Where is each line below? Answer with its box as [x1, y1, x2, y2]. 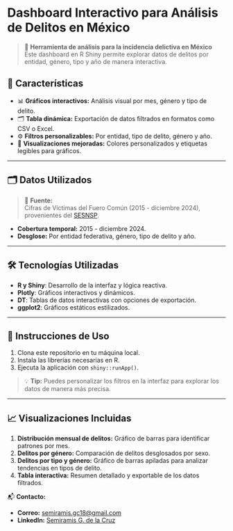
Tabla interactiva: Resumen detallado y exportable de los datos [17, 471, 200, 480]
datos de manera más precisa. [24, 385, 111, 393]
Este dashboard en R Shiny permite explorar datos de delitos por [24, 50, 209, 58]
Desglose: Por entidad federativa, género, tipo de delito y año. [17, 232, 196, 240]
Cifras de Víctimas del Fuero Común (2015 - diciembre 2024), [24, 203, 201, 212]
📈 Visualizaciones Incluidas [7, 412, 132, 424]
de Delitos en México [7, 19, 130, 35]
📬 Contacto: [7, 493, 46, 500]
